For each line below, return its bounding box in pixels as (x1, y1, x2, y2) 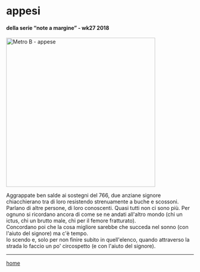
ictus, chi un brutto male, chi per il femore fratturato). (6, 217, 136, 224)
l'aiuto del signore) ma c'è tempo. (6, 230, 88, 237)
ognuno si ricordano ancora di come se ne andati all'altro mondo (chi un (6, 211, 183, 218)
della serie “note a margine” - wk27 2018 (6, 24, 110, 31)
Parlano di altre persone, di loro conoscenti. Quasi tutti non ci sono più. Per (6, 205, 190, 212)
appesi (6, 4, 40, 18)
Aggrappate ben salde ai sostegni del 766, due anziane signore (6, 192, 161, 199)
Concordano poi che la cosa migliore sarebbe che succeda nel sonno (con (6, 224, 189, 231)
